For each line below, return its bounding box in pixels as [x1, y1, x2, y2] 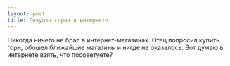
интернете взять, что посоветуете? [7, 50, 113, 59]
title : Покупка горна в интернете [7, 17, 109, 24]
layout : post [7, 10, 46, 17]
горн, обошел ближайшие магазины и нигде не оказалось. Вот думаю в [7, 43, 224, 51]
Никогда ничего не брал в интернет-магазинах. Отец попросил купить [7, 35, 220, 44]
